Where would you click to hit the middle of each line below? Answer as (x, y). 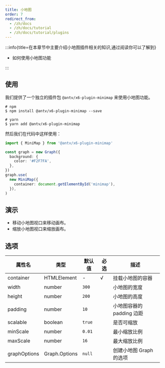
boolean (53, 323)
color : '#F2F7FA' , (33, 161)
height (15, 296)
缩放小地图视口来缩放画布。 (40, 229)
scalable (17, 323)
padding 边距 (128, 313)
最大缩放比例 (128, 341)
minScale (18, 331)
